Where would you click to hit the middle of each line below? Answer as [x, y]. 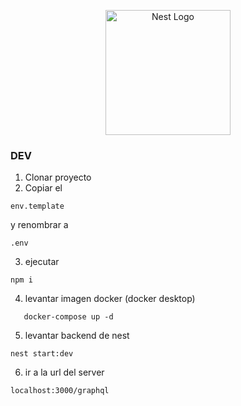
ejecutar [42, 262]
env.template [37, 206]
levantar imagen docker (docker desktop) [110, 299]
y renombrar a [39, 225]
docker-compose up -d [68, 317]
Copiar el [43, 188]
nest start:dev [42, 354]
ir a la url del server [64, 372]
